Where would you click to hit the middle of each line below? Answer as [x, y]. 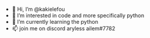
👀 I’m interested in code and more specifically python [78, 15]
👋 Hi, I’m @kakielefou [38, 9]
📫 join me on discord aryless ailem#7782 [64, 28]
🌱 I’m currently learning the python [55, 22]
